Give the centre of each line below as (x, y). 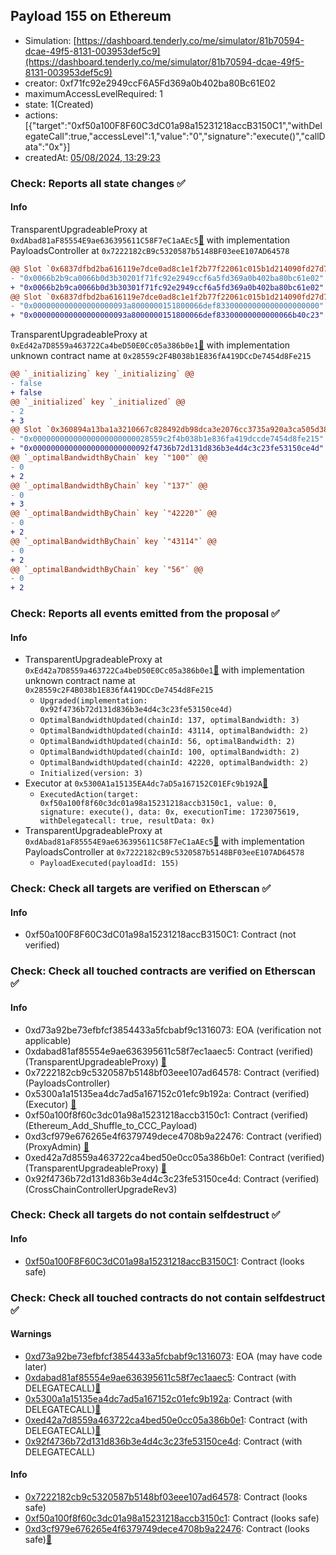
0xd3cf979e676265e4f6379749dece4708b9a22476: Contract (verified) (173, 1136)
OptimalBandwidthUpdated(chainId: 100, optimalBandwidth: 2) (169, 752)
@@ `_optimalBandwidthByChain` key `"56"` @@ (106, 569)
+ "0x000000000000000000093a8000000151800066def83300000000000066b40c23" (167, 315)
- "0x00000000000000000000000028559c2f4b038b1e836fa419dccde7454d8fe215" (167, 439)
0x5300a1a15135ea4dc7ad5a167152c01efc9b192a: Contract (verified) (167, 1093)
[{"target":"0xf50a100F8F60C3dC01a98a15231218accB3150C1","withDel (173, 125)
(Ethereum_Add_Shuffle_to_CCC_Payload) (111, 1125)
